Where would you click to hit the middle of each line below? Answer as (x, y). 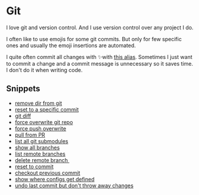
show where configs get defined (55, 179)
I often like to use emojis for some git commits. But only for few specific (94, 39)
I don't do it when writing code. (44, 70)
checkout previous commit (47, 173)
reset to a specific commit (47, 109)
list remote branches (40, 154)
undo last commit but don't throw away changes (74, 185)
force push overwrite (41, 128)
